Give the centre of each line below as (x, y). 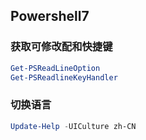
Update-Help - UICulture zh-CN (73, 126)
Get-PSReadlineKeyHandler (64, 77)
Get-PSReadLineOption (55, 68)
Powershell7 (50, 16)
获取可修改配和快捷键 (61, 47)
